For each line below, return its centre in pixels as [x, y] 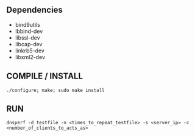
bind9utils [28, 24]
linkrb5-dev [30, 51]
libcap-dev [29, 44]
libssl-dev [28, 37]
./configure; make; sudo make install [55, 90]
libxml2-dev [30, 57]
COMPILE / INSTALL [45, 76]
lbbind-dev [29, 31]
